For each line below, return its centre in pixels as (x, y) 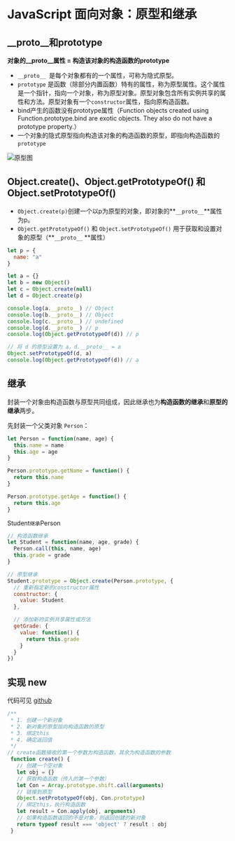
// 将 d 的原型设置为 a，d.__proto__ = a (64, 347)
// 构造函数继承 (28, 536)
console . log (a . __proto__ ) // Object (60, 308)
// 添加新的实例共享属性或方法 (52, 620)
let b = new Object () (39, 283)
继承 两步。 (23, 410)
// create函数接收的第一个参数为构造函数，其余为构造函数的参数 (89, 753)
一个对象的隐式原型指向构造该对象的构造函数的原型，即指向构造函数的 (119, 135)
